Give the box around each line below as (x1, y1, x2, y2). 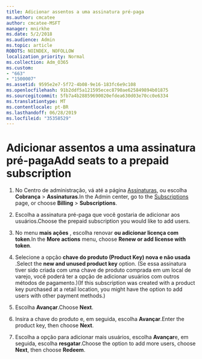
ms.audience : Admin (6, 37, 55, 43)
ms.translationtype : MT (6, 98, 66, 104)
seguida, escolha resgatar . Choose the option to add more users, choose (14, 340, 196, 347)
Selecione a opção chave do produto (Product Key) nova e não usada (14, 254, 191, 261)
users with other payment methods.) (14, 292, 106, 299)
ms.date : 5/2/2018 (6, 31, 52, 37)
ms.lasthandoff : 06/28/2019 (6, 110, 77, 116)
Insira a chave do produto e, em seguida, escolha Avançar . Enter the (14, 316, 185, 323)
